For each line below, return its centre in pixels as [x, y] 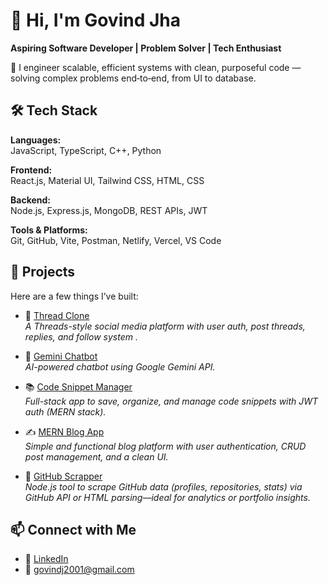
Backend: [30, 200]
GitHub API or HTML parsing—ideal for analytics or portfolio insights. [167, 497]
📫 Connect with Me [73, 529]
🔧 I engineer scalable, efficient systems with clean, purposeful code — [156, 67]
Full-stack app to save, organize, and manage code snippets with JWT [171, 401]
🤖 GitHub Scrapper [63, 476]
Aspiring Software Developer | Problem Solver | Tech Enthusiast [146, 48]
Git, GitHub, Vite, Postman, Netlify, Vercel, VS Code [116, 240]
